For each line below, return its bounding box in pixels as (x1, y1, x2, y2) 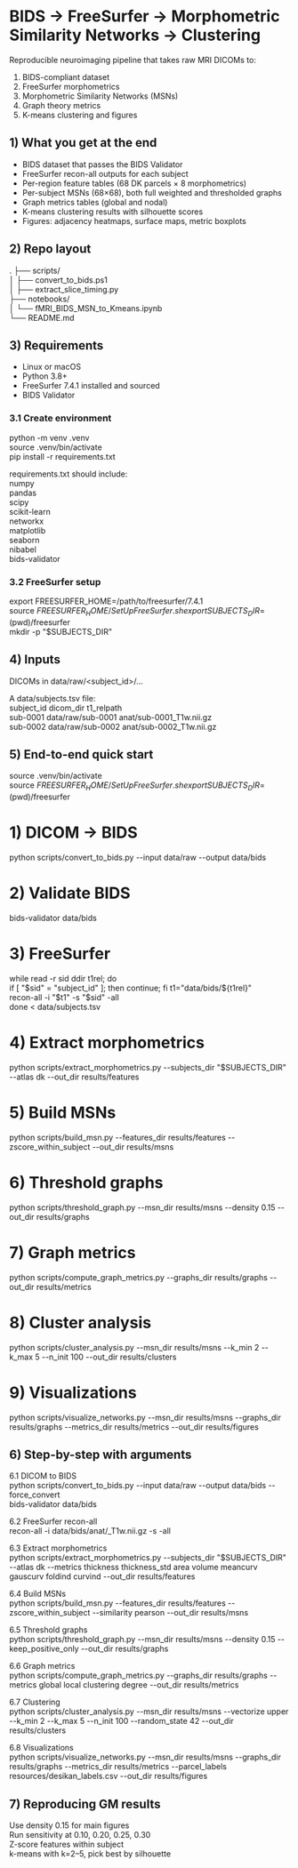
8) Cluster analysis (9, 1312, 152, 1333)
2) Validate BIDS (9, 883, 131, 903)
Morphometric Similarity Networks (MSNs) (21, 91, 179, 101)
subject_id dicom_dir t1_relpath (9, 702, 123, 713)
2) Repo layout (9, 242, 92, 257)
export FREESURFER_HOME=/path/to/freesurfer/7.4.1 (9, 596, 204, 606)
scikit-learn (9, 506, 51, 517)
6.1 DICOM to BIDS (9, 1471, 77, 1481)
